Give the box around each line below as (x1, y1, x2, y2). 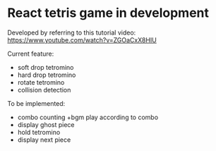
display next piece (17, 135, 71, 144)
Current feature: (7, 49, 54, 58)
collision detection (17, 85, 71, 94)
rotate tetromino (17, 78, 65, 86)
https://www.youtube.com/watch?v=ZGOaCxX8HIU (7, 35, 157, 44)
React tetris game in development (7, 5, 210, 21)
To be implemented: (7, 99, 66, 107)
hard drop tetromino (17, 71, 76, 79)
